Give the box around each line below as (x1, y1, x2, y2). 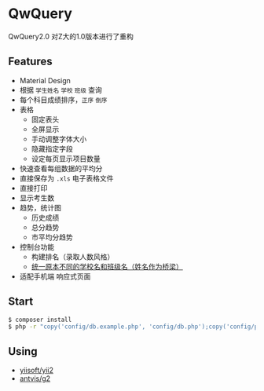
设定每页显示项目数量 (31, 154, 101, 163)
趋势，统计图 (19, 203, 61, 212)
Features (8, 55, 53, 68)
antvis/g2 (19, 374, 51, 383)
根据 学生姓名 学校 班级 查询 (19, 85, 102, 94)
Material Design (19, 75, 71, 85)
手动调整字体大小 (31, 134, 87, 144)
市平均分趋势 (31, 232, 73, 242)
